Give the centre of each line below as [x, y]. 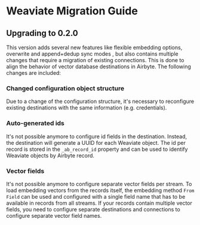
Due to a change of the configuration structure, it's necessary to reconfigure [100, 101]
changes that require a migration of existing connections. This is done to [95, 60]
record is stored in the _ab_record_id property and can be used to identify [97, 149]
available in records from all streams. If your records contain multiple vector [99, 203]
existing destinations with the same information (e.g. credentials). [87, 108]
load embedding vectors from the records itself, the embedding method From [100, 190]
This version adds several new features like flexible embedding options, [94, 47]
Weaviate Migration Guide [72, 11]
